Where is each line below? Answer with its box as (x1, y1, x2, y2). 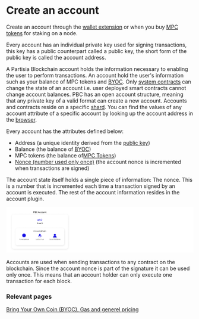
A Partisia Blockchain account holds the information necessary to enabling (6, 65, 188, 72)
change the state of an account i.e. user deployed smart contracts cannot (6, 84, 187, 91)
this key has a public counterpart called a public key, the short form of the (6, 47, 187, 54)
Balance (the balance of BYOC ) (14, 145, 91, 153)
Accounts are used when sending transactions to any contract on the (6, 258, 175, 265)
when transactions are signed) (14, 165, 90, 172)
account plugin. (6, 195, 45, 202)
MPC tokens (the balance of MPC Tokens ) (14, 151, 116, 159)
